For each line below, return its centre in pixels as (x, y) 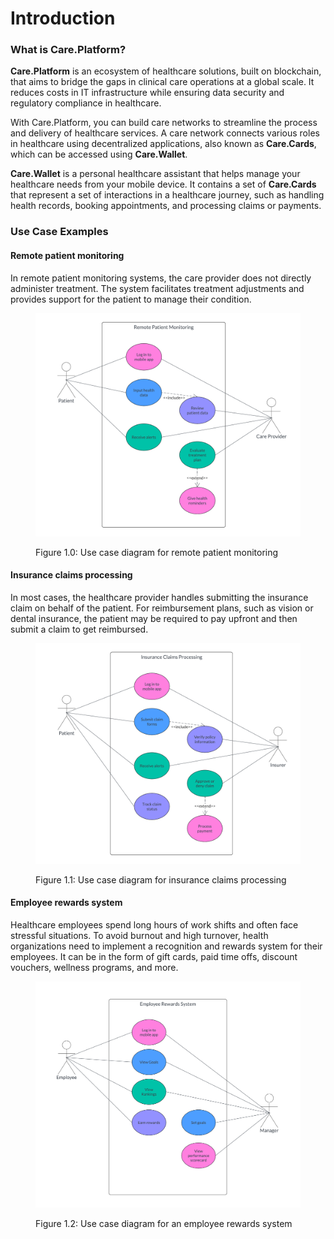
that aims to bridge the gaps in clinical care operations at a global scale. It (162, 82)
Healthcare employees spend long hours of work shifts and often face (154, 924)
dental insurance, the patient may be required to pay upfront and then (154, 618)
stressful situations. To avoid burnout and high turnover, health (139, 935)
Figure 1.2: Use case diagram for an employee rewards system (164, 1224)
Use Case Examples (59, 232)
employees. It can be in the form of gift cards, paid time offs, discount (154, 956)
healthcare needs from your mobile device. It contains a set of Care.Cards (163, 184)
